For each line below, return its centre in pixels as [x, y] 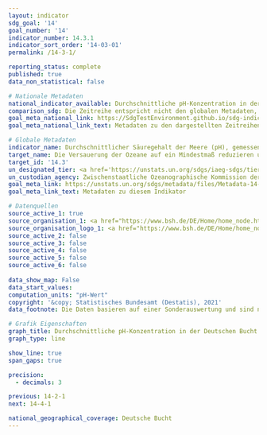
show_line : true [35, 353]
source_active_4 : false [48, 251]
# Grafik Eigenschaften [48, 324]
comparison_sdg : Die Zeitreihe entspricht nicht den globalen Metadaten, [133, 111]
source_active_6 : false [48, 266]
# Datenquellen [33, 206]
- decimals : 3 [39, 383]
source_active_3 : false [48, 243]
